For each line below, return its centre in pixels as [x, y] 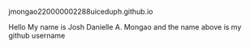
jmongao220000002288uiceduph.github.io [81, 12]
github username [37, 36]
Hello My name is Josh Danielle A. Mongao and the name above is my [125, 27]
